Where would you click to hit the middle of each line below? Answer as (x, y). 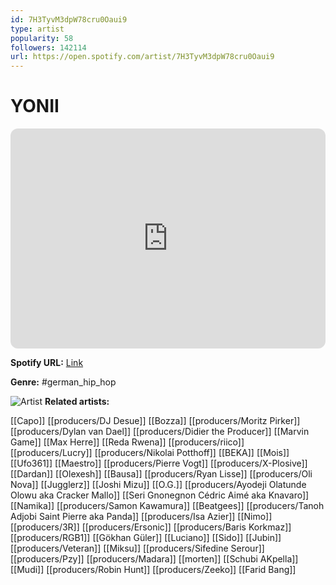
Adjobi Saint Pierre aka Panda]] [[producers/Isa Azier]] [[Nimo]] (141, 517)
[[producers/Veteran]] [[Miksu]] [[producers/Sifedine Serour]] (137, 548)
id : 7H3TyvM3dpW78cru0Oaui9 (69, 19)
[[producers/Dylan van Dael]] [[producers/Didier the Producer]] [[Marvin (160, 432)
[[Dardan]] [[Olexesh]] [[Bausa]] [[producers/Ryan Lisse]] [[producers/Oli (161, 474)
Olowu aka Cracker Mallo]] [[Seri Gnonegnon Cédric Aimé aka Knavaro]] (160, 495)
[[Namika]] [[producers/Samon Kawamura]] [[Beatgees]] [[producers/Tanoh (167, 506)
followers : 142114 (48, 47)
